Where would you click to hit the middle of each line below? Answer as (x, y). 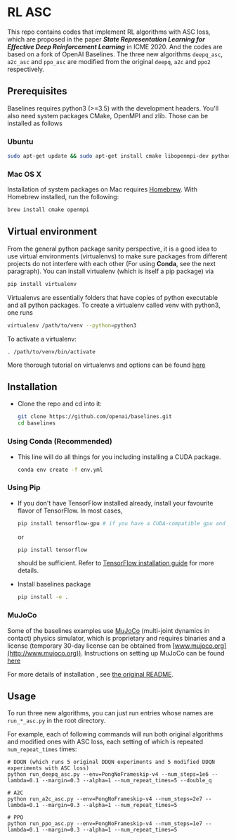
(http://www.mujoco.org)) (44, 653)
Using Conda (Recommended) (60, 441)
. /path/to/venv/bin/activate (52, 352)
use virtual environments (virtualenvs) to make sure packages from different (117, 256)
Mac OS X (25, 174)
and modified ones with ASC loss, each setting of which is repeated (105, 742)
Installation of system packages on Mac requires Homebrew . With (103, 189)
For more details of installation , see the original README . (91, 674)
